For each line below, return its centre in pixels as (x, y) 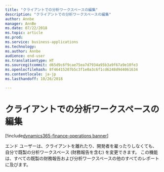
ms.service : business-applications (42, 42)
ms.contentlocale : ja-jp (31, 74)
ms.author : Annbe (23, 51)
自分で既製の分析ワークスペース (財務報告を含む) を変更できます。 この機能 (82, 152)
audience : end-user (25, 56)
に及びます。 (18, 165)
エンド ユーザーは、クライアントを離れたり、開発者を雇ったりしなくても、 (81, 146)
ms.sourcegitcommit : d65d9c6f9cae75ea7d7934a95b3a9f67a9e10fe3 (72, 65)
